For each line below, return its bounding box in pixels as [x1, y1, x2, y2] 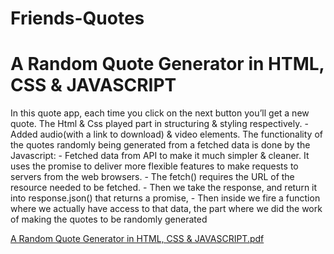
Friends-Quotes [10, 7, 145, 30]
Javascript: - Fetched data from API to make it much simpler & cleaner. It [10, 150, 310, 162]
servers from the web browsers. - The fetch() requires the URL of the [10, 171, 295, 183]
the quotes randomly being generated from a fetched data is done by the [10, 139, 311, 151]
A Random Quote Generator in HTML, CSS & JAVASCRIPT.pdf [10, 233, 265, 245]
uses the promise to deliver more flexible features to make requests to [10, 160, 299, 172]
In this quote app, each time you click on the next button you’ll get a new [10, 107, 310, 119]
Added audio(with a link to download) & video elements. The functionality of [10, 128, 323, 141]
